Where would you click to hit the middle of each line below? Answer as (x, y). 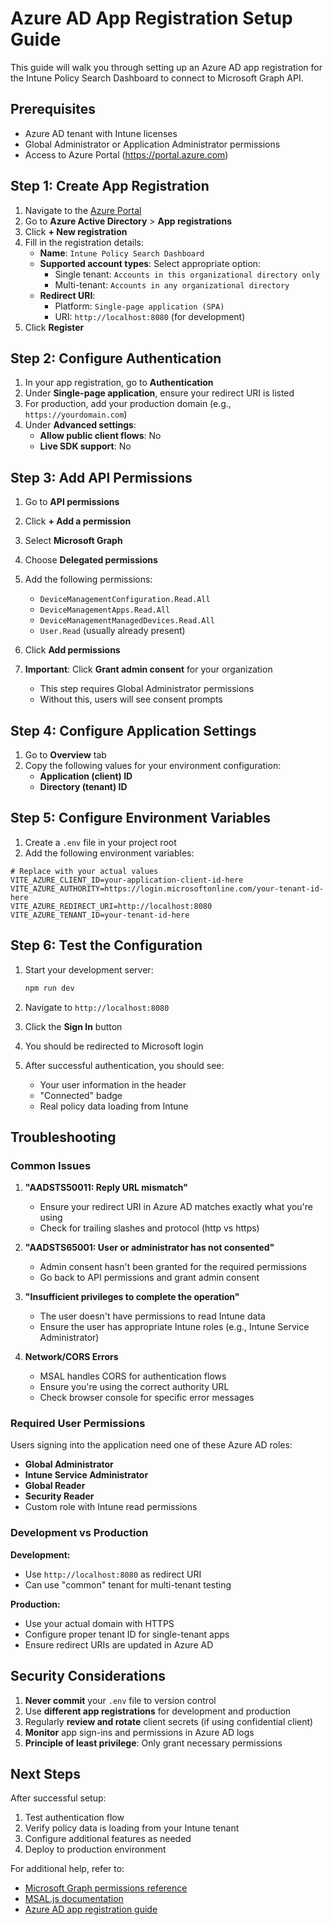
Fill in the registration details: (84, 242)
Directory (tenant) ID (83, 786)
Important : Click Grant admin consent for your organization (148, 669)
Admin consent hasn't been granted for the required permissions (173, 1267)
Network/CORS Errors (71, 1357)
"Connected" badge (81, 1095)
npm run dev (49, 988)
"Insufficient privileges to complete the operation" (132, 1297)
